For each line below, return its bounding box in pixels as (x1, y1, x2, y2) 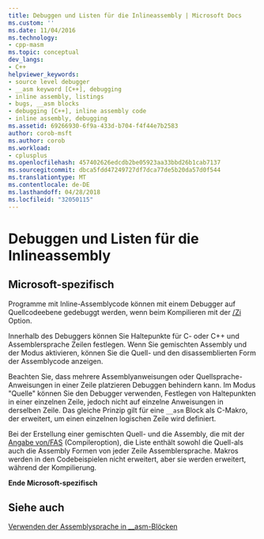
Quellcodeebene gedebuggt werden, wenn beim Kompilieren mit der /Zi (8, 307, 242, 317)
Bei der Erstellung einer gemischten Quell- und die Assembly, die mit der (8, 429, 245, 438)
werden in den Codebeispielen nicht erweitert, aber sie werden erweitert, (8, 454, 247, 464)
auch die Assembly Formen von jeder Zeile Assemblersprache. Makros (8, 446, 239, 455)
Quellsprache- (195, 371, 243, 381)
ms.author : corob (8, 136, 66, 145)
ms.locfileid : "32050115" (8, 195, 93, 203)
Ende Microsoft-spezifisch (8, 478, 98, 488)
